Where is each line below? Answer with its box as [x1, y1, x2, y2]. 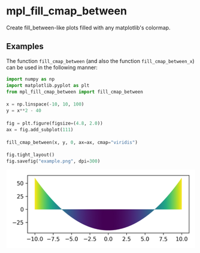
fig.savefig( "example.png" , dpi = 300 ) [6, 158, 101, 164]
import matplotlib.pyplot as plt [6, 82, 90, 88]
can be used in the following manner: [6, 64, 98, 71]
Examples [6, 41, 44, 52]
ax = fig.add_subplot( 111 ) [6, 126, 74, 132]
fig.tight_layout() [6, 152, 55, 158]
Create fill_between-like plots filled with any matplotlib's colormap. [6, 24, 171, 31]
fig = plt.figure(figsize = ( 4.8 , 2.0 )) [6, 120, 103, 126]
